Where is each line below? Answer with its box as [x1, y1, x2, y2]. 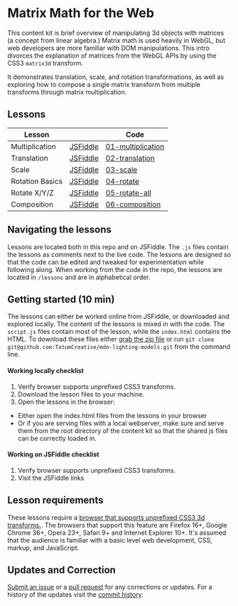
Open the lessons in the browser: [17, 397, 115, 406]
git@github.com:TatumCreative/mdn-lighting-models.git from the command [7, 343, 231, 351]
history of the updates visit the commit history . [7, 590, 144, 599]
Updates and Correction [7, 564, 116, 576]
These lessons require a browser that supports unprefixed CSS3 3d [7, 513, 205, 521]
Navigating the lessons [7, 224, 112, 236]
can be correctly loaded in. [17, 434, 97, 442]
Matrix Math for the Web [7, 5, 155, 21]
